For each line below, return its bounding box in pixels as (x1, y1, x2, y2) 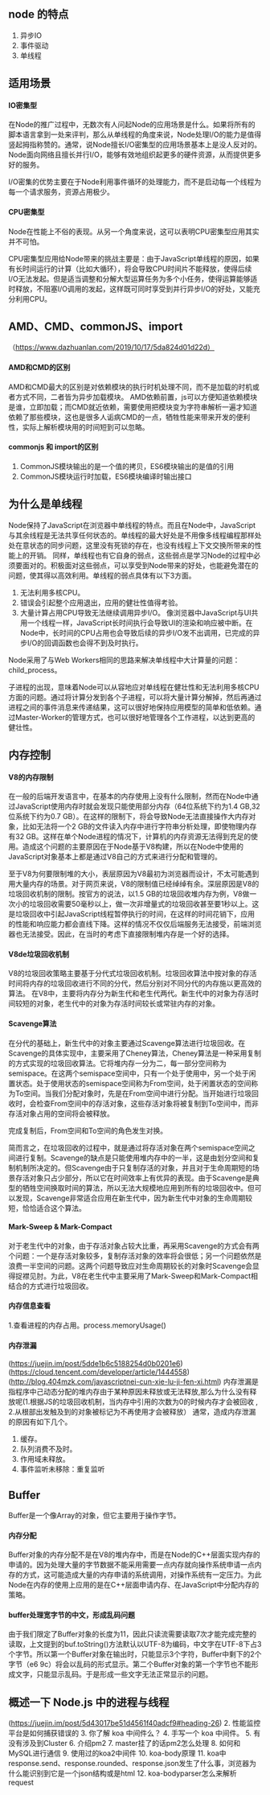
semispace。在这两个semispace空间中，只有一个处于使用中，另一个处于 (8, 1068, 249, 1078)
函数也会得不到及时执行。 (58, 638, 143, 648)
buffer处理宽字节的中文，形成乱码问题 (8, 1610, 135, 1620)
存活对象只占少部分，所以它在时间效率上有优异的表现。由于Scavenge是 (14, 1173, 253, 1183)
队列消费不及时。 (19, 1444, 77, 1454)
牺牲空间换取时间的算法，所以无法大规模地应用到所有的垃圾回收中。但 (22, 1183, 255, 1192)
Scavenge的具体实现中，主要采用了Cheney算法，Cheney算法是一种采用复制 (8, 1048, 261, 1058)
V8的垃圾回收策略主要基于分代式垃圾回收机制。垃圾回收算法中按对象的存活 (8, 969, 257, 978)
